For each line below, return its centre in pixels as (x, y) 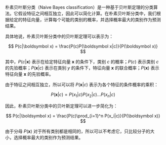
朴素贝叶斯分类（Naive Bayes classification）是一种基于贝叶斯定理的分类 (80, 7)
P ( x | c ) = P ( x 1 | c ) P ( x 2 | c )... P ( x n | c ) (83, 95)
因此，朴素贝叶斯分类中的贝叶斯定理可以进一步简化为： (61, 106)
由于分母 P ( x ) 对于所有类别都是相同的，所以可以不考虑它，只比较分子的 (78, 131)
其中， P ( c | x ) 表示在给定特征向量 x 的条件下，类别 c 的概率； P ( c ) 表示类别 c (82, 62)
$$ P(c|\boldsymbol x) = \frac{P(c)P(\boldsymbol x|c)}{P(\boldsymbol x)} (83, 46)
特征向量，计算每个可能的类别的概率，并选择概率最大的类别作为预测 (91, 20)
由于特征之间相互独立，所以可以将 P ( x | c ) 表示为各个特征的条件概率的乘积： (82, 85)
